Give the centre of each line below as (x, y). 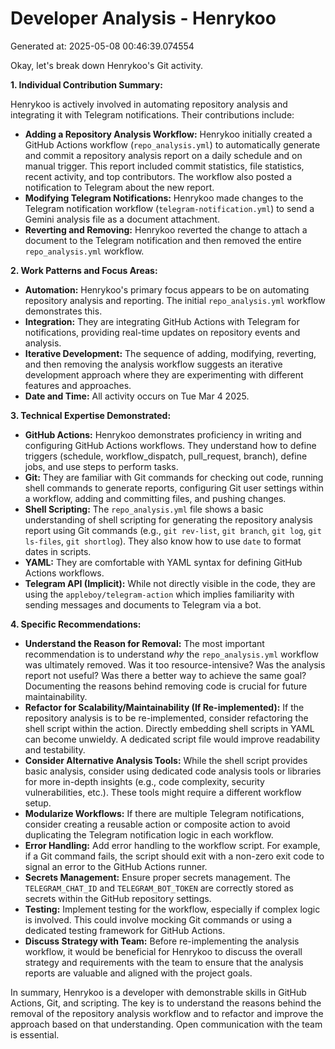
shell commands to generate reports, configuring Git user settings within (174, 488)
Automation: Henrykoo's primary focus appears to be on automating (167, 289)
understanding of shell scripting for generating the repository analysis (168, 519)
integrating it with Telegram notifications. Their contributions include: (152, 114)
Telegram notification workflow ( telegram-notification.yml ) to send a (169, 208)
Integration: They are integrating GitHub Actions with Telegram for (162, 321)
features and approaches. (78, 385)
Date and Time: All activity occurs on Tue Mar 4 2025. (137, 396)
